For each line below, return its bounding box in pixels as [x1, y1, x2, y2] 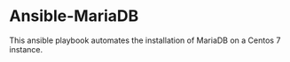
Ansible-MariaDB [9, 6, 139, 26]
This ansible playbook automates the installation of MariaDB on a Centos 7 [9, 35, 281, 45]
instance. [9, 44, 43, 54]
